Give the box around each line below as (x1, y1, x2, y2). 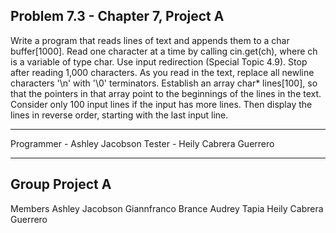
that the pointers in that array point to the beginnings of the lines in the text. (10, 87, 322, 99)
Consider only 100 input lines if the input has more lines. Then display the (10, 98, 313, 110)
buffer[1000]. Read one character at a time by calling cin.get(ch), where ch (10, 45, 318, 57)
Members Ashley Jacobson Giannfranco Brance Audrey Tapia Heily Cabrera (10, 202, 324, 214)
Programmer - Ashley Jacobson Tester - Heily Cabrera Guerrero (10, 137, 275, 149)
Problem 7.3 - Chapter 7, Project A (10, 8, 225, 25)
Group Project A (10, 176, 112, 193)
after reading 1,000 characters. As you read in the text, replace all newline (10, 66, 315, 78)
